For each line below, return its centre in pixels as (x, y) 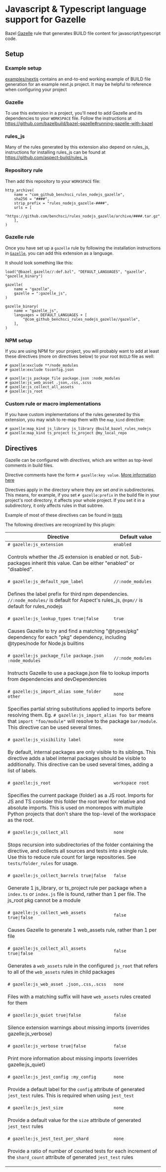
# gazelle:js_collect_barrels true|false (57, 876)
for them (18, 1003)
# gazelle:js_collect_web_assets (47, 913)
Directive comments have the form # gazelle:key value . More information (81, 475)
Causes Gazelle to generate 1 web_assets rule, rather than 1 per (82, 930)
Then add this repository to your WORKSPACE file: (53, 181)
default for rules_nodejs (35, 606)
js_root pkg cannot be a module (44, 900)
